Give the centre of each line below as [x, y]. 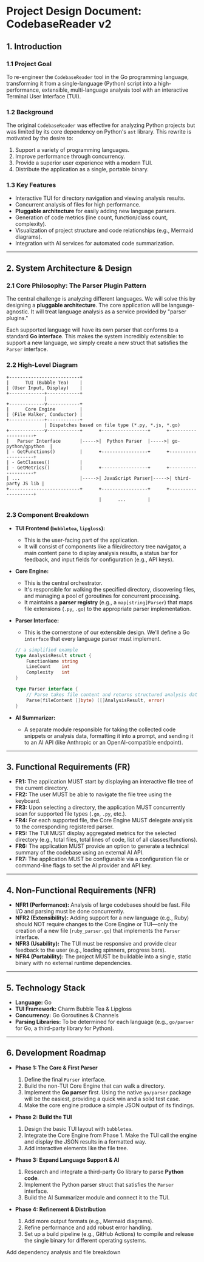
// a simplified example [46, 650]
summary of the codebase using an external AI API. [79, 853]
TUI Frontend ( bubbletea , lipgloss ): [60, 528]
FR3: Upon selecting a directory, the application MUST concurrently [100, 807]
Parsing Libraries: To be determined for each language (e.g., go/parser [104, 1022]
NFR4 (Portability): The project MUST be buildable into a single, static [103, 957]
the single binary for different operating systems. [85, 1240]
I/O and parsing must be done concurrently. [70, 912]
